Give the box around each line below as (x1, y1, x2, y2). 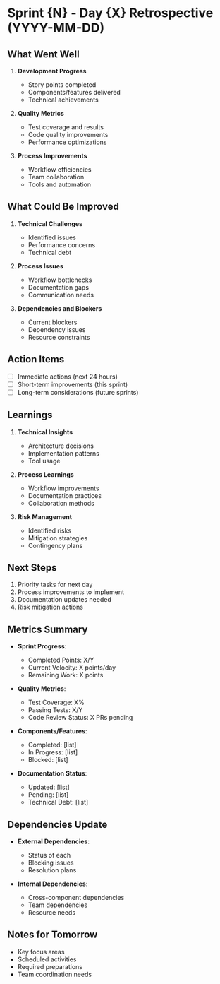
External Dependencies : (17, 837, 90, 846)
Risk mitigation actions (17, 603, 83, 612)
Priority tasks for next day (17, 581, 93, 589)
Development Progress (17, 67, 87, 75)
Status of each (28, 851, 71, 860)
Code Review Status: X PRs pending (28, 713, 133, 722)
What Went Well (7, 48, 80, 60)
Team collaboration (28, 173, 85, 181)
